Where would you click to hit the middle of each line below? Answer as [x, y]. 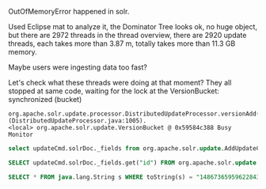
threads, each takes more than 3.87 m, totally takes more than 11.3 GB [122, 43]
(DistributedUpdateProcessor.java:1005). [78, 121]
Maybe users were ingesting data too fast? [78, 67]
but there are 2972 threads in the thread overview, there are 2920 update [127, 35]
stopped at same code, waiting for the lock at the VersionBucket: [114, 91]
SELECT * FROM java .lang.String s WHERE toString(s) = [101, 177]
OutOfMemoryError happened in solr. [69, 11]
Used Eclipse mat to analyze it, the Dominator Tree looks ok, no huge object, [133, 26]
